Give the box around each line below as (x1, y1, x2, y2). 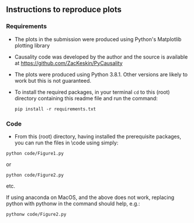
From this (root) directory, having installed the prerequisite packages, (14, 133, 181, 140)
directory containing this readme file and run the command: (14, 94, 158, 102)
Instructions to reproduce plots (6, 5, 122, 15)
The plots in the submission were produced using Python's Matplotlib (14, 35, 182, 43)
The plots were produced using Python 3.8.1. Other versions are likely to (14, 70, 188, 78)
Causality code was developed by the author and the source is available (14, 53, 188, 60)
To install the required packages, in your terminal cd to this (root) (14, 88, 171, 96)
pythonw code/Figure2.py (6, 211, 67, 217)
